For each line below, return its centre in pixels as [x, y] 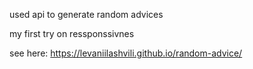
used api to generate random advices [86, 14]
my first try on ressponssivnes [72, 33]
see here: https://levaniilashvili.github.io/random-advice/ [126, 53]
